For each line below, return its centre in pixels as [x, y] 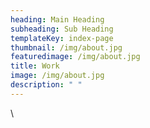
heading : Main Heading [57, 19]
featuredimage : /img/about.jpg [75, 57]
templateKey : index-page [62, 38]
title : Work [35, 66]
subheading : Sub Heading [62, 29]
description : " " [46, 85]
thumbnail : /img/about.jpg [66, 47]
